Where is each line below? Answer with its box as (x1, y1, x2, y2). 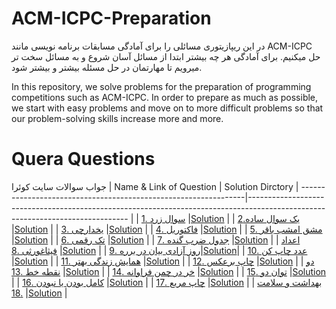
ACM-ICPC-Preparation (11, 7, 212, 30)
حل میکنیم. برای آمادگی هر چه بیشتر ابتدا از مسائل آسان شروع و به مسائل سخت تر (11, 50, 321, 62)
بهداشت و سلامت (257, 276, 323, 288)
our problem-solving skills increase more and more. (11, 112, 224, 124)
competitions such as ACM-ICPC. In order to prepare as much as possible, (11, 91, 319, 103)
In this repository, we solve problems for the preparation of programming (11, 80, 312, 92)
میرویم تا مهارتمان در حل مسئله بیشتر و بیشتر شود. (11, 61, 203, 73)
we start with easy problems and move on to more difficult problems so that (11, 102, 324, 114)
